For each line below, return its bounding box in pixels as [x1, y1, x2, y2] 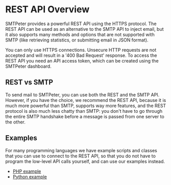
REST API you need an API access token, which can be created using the [5, 57, 159, 64]
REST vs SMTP [5, 78, 54, 87]
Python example [12, 173, 47, 180]
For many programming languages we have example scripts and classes [5, 147, 157, 153]
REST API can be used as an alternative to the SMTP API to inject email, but [5, 26, 164, 32]
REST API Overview [5, 4, 90, 15]
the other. [5, 119, 26, 125]
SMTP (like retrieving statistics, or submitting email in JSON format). [5, 37, 149, 43]
